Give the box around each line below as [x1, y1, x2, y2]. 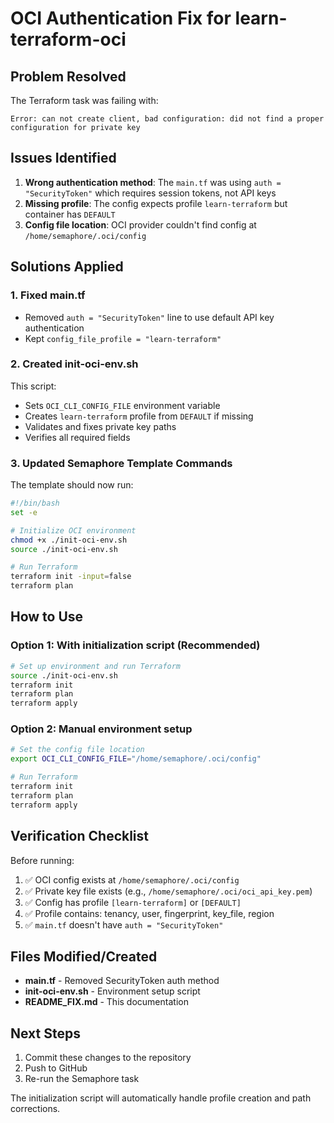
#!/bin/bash [10, 498, 60, 509]
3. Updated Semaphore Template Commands [10, 456, 233, 470]
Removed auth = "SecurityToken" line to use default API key [24, 311, 275, 323]
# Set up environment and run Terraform [10, 661, 182, 671]
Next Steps [10, 1025, 81, 1042]
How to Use [10, 608, 84, 626]
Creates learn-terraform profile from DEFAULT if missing [24, 410, 254, 422]
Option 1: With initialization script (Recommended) [10, 638, 261, 652]
